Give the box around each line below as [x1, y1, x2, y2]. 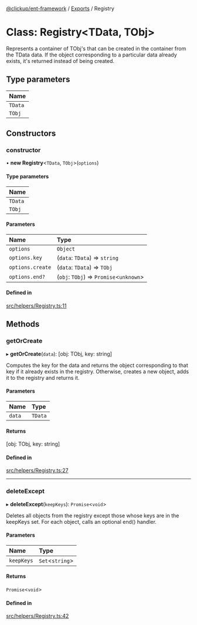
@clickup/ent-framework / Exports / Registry [6, 5, 114, 12]
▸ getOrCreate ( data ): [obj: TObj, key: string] [6, 350, 113, 357]
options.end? [9, 273, 46, 280]
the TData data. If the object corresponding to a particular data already [6, 51, 177, 58]
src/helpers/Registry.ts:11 [6, 302, 67, 309]
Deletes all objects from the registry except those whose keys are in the [6, 512, 179, 519]
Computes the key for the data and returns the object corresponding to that [6, 362, 189, 369]
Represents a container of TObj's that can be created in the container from [6, 45, 186, 52]
